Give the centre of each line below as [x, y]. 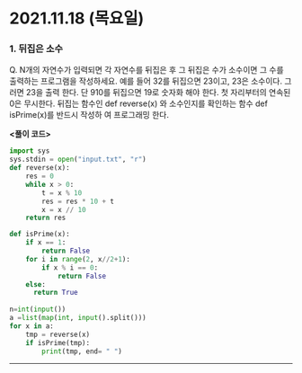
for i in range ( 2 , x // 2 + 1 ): [78, 259]
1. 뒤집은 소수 [36, 49]
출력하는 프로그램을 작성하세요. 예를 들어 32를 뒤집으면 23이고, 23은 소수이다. [146, 81]
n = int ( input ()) [38, 310]
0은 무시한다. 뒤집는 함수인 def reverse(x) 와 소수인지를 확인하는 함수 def [138, 103]
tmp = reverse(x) [58, 334]
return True [55, 293]
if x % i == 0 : [70, 267]
